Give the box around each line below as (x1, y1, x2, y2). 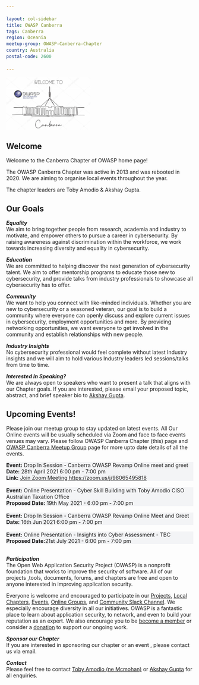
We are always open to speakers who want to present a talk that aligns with (6, 379, 191, 387)
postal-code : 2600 (6, 54, 52, 59)
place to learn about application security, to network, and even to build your (6, 611, 192, 618)
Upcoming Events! (6, 409, 76, 419)
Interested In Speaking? (6, 373, 67, 380)
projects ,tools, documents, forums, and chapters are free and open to (6, 574, 178, 581)
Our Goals (6, 203, 45, 213)
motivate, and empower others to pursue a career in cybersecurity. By (6, 232, 178, 239)
